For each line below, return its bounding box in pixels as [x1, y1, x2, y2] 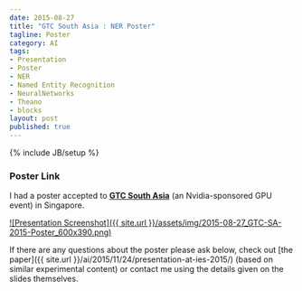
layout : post [9, 114, 59, 123]
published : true [9, 123, 71, 132]
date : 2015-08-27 [9, 13, 75, 23]
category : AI [9, 38, 59, 48]
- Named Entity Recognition [9, 80, 116, 89]
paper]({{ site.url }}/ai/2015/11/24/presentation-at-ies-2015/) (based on [9, 254, 274, 265]
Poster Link [9, 169, 61, 182]
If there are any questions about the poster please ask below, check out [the [9, 245, 294, 256]
